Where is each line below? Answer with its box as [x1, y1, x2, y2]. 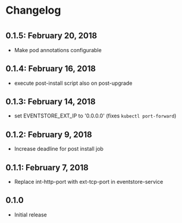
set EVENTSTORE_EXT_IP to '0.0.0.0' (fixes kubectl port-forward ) [14, 112, 177, 119]
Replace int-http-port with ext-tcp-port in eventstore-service [14, 179, 164, 186]
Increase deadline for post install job [14, 145, 103, 152]
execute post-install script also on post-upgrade [14, 79, 133, 87]
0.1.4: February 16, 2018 [5, 63, 96, 74]
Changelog [5, 4, 61, 17]
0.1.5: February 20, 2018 [5, 31, 98, 41]
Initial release [14, 211, 47, 218]
